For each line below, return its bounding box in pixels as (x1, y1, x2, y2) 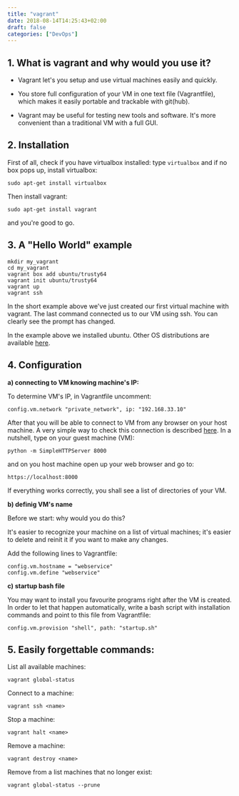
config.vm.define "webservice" (7, 569, 101, 576)
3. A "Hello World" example (7, 239, 133, 251)
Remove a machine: (7, 742, 66, 750)
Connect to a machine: (7, 689, 74, 697)
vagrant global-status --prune (7, 782, 101, 789)
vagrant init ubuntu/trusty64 (7, 276, 98, 284)
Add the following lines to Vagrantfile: (7, 549, 118, 558)
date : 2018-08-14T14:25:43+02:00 (7, 17, 107, 24)
